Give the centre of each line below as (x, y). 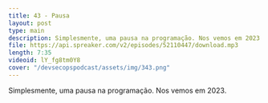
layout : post (30, 23)
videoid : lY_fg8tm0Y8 (45, 61)
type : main (26, 30)
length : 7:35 (30, 53)
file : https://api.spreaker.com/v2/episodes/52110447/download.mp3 (124, 46)
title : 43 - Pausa (39, 16)
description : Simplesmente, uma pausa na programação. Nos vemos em (125, 38)
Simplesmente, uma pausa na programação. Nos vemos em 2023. (118, 90)
